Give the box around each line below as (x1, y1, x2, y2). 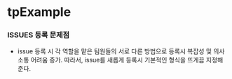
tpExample (7, 4, 71, 20)
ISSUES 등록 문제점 (7, 30, 70, 40)
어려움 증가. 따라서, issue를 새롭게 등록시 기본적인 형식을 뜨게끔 (30, 56, 205, 64)
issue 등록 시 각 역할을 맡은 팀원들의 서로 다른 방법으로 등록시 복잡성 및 (17, 47, 212, 55)
